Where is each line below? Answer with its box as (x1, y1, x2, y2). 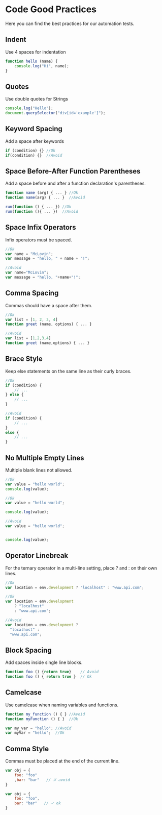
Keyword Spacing (5, 125, 62, 133)
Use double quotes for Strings (5, 96, 69, 102)
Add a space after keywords (5, 138, 64, 144)
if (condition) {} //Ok (5, 148, 56, 153)
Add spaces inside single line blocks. (5, 659, 83, 665)
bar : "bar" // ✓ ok (14, 801, 61, 806)
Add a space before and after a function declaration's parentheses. (5, 180, 146, 187)
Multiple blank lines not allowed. (5, 467, 73, 473)
